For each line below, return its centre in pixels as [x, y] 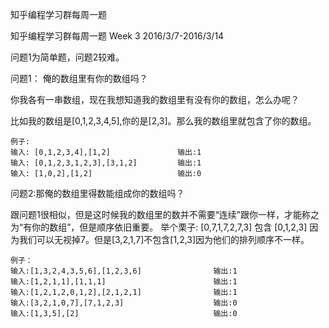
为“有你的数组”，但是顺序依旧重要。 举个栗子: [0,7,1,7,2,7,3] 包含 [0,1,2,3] [159, 227]
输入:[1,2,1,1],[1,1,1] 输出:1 [124, 282]
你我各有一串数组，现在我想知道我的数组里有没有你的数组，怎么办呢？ [155, 99]
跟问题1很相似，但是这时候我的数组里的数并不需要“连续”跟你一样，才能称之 [165, 214]
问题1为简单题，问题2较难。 [67, 57]
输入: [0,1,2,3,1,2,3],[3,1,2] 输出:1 [106, 163]
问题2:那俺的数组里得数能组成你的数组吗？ [97, 193]
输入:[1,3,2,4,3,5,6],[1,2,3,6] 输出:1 [124, 271]
